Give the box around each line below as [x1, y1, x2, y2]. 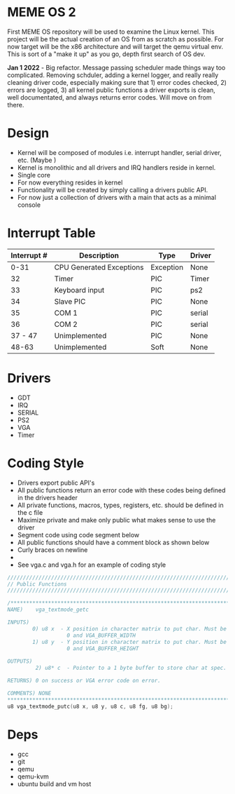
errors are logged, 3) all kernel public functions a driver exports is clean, [7, 86, 215, 94]
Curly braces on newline [17, 545, 88, 554]
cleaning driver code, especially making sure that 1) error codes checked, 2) [7, 78, 227, 86]
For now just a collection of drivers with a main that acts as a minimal [17, 193, 217, 201]
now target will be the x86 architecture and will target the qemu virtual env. [7, 42, 224, 51]
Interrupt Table [7, 225, 96, 241]
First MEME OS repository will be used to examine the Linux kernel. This [7, 27, 215, 36]
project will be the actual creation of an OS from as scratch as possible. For [7, 34, 225, 43]
